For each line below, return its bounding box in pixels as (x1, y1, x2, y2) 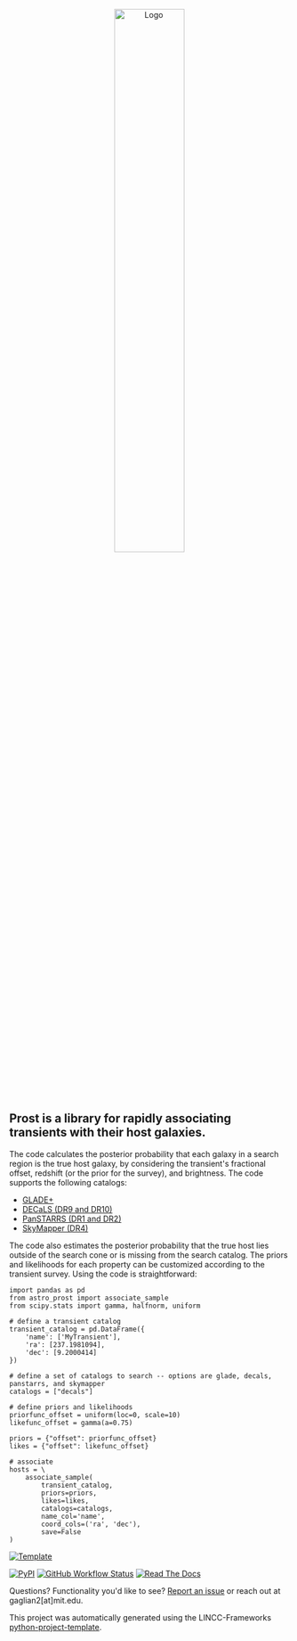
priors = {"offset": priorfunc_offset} (9, 1433, 157, 1443)
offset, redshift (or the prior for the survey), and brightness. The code (9, 1168, 264, 1178)
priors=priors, (41, 1489, 98, 1497)
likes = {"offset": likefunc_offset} (9, 1441, 149, 1450)
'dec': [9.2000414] (25, 1348, 98, 1357)
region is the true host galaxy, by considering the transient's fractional (9, 1158, 267, 1169)
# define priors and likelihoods (9, 1402, 133, 1412)
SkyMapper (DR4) (21, 1222, 89, 1234)
